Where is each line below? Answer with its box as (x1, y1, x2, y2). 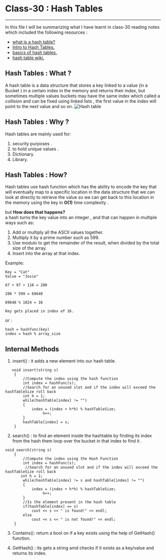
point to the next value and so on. (5, 103, 73, 109)
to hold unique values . (12, 146, 59, 152)
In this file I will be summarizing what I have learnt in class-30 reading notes (5, 24, 160, 30)
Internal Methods (5, 345, 59, 353)
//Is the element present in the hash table (23, 499, 116, 505)
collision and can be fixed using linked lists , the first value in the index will (5, 98, 157, 104)
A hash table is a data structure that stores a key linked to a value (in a (5, 82, 148, 88)
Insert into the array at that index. (12, 250, 81, 256)
